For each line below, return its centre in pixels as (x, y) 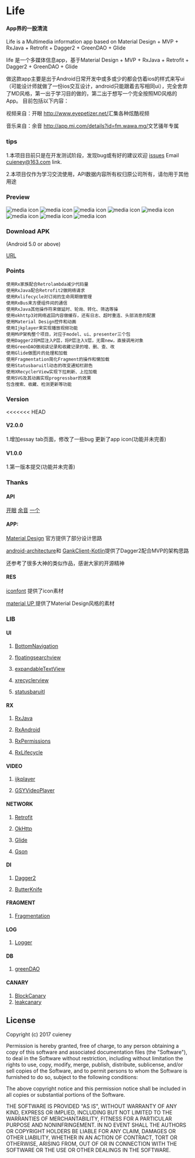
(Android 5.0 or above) (33, 244)
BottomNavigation (36, 646)
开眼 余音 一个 (23, 510)
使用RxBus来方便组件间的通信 (37, 303)
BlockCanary (30, 995)
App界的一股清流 (27, 28)
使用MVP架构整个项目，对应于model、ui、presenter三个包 (68, 334)
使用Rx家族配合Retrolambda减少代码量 (47, 284)
